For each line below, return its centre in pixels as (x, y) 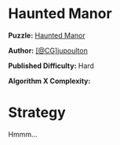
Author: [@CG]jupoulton (48, 50)
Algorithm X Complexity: (49, 81)
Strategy (37, 112)
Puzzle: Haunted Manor (47, 35)
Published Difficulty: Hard (51, 65)
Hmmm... (23, 134)
